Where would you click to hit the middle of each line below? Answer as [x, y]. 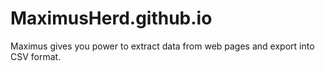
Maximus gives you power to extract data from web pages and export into [162, 46]
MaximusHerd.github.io [111, 18]
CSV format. [36, 56]
